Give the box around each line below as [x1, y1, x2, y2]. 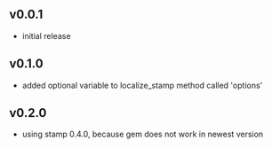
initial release [21, 30, 71, 41]
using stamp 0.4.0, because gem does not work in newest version [21, 129, 264, 140]
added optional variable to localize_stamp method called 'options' [21, 80, 263, 90]
